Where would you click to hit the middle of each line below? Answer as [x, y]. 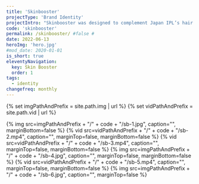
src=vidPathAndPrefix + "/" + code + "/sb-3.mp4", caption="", [83, 143]
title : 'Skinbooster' [33, 12]
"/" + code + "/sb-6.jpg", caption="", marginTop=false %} [77, 174]
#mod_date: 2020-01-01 [34, 51]
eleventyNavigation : [32, 61]
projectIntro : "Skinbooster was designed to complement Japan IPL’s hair [100, 23]
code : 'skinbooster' [32, 28]
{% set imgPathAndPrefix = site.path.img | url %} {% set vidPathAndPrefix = [100, 106]
